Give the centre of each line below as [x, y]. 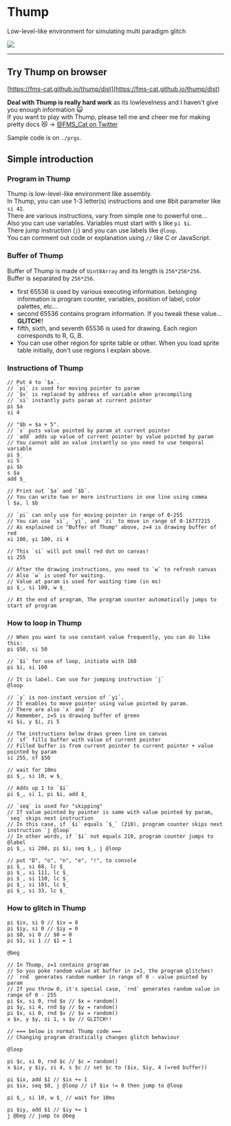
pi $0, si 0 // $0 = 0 [40, 935]
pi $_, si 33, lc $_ [37, 891]
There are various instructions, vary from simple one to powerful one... [107, 216]
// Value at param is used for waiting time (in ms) [84, 582]
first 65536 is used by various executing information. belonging [107, 291]
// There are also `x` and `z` [52, 710]
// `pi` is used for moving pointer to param [73, 388]
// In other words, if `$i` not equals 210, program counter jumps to [110, 837]
